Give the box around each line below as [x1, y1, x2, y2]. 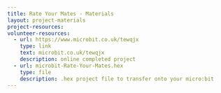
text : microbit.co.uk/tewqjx [20, 50, 105, 57]
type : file [20, 69, 52, 76]
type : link [20, 43, 52, 50]
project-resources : [7, 23, 64, 30]
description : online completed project [20, 56, 136, 63]
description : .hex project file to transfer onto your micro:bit [20, 75, 215, 83]
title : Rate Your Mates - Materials [7, 10, 114, 17]
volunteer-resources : [7, 29, 71, 37]
